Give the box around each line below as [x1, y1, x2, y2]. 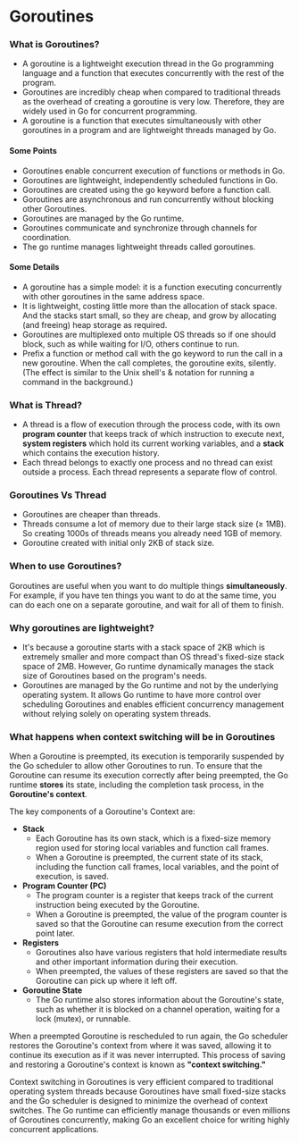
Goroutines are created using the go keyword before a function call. [21, 184, 272, 195]
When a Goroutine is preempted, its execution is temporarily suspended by [9, 751, 285, 761]
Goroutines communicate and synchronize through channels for [21, 222, 258, 233]
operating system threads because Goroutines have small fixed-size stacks [9, 1086, 287, 1097]
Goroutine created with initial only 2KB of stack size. [21, 538, 215, 549]
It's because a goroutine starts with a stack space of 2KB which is [21, 642, 266, 653]
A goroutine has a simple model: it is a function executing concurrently [21, 282, 283, 292]
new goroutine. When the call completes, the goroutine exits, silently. [21, 357, 277, 368]
